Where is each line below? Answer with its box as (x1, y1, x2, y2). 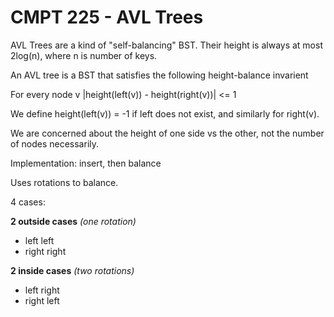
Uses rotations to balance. (10, 176, 119, 188)
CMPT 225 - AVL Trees (10, 6, 204, 29)
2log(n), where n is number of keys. (10, 49, 158, 61)
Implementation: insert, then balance (10, 157, 162, 169)
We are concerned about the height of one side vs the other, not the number (10, 127, 325, 139)
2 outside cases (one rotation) (10, 215, 137, 227)
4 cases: (10, 196, 46, 208)
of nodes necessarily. (10, 137, 100, 150)
